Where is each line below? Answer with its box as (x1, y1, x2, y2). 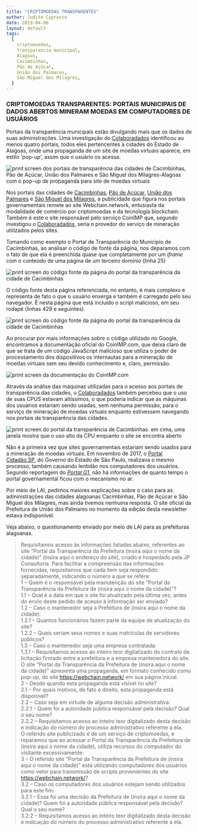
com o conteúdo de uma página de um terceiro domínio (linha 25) (6, 257, 166, 265)
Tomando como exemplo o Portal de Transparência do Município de (6, 238, 171, 246)
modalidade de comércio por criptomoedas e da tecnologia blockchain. (6, 208, 180, 215)
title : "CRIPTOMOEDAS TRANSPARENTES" (6, 8, 99, 15)
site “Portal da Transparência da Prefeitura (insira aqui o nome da (20, 547, 180, 555)
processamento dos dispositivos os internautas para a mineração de (6, 354, 173, 361)
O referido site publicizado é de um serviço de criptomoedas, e (20, 730, 175, 737)
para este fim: (20, 787, 55, 794)
